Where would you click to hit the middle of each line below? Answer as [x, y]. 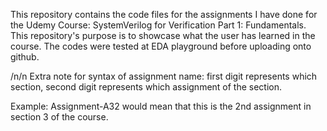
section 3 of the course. [59, 117]
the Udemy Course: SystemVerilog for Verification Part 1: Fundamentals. [158, 25]
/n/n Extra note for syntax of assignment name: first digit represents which [164, 76]
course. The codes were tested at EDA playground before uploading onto [161, 46]
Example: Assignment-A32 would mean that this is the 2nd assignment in [161, 106]
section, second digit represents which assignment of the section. [146, 87]
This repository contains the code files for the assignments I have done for [164, 14]
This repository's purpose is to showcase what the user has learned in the [163, 35]
